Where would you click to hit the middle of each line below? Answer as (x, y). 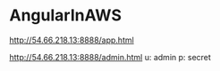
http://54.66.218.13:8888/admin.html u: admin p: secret (110, 57)
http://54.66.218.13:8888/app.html (72, 40)
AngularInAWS (66, 16)
